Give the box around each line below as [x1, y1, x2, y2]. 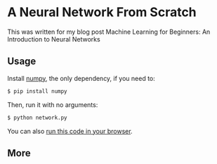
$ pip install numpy [7, 87, 68, 95]
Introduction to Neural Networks [7, 34, 100, 43]
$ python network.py [7, 114, 68, 121]
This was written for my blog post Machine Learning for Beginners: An [7, 27, 211, 36]
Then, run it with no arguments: [7, 100, 98, 109]
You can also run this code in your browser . [7, 127, 133, 135]
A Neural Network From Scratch [7, 4, 197, 20]
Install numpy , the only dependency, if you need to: [7, 74, 156, 82]
